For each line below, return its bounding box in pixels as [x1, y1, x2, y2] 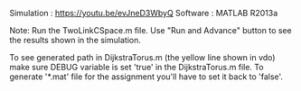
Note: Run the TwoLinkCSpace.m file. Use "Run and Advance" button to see [9, 25, 292, 35]
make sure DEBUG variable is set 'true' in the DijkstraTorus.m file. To [9, 62, 264, 72]
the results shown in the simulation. [9, 35, 142, 45]
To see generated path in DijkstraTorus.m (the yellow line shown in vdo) [9, 52, 276, 62]
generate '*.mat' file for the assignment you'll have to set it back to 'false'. [9, 71, 283, 82]
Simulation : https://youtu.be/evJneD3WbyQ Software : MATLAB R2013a [9, 8, 278, 18]
